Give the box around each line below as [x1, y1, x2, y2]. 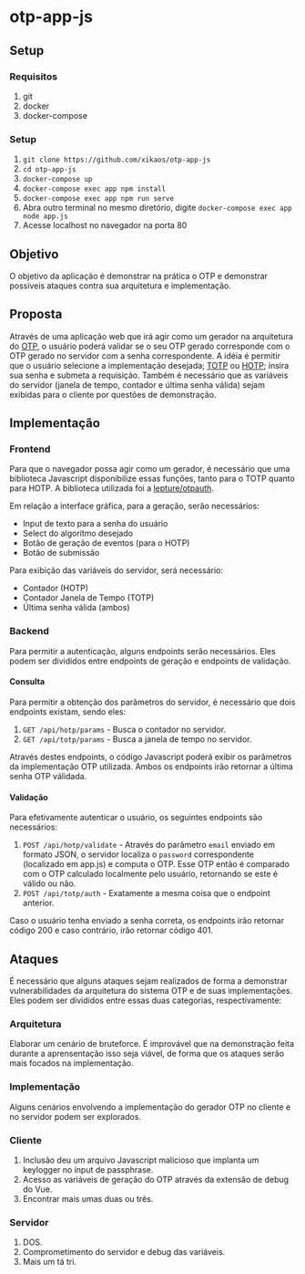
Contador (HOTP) [22, 582, 89, 594]
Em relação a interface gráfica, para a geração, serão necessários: [9, 500, 259, 512]
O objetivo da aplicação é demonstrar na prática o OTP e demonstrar [9, 270, 269, 281]
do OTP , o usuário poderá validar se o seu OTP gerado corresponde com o [9, 340, 290, 351]
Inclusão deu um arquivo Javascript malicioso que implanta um [22, 1154, 259, 1165]
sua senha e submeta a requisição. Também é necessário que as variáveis [9, 370, 289, 381]
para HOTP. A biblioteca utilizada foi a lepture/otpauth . [9, 483, 214, 494]
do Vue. [22, 1184, 53, 1195]
